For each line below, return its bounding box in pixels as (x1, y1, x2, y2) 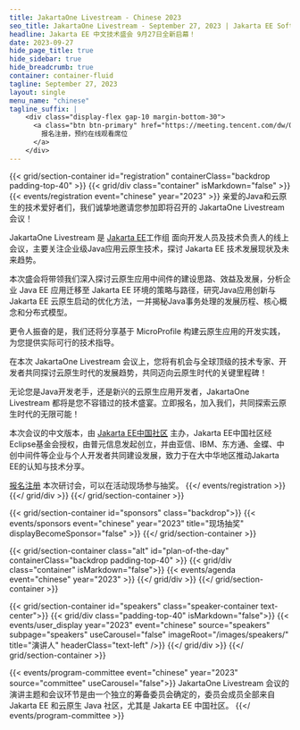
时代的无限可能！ (16, 408, 80, 419)
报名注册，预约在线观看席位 (41, 130, 128, 138)
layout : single (9, 88, 66, 96)
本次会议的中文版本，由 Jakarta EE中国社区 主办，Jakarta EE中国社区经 (9, 427, 272, 438)
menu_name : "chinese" (9, 96, 90, 105)
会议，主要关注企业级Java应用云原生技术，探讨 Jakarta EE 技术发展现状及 (9, 243, 282, 254)
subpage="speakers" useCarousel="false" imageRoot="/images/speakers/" (9, 629, 289, 640)
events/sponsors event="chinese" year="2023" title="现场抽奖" (9, 517, 245, 528)
